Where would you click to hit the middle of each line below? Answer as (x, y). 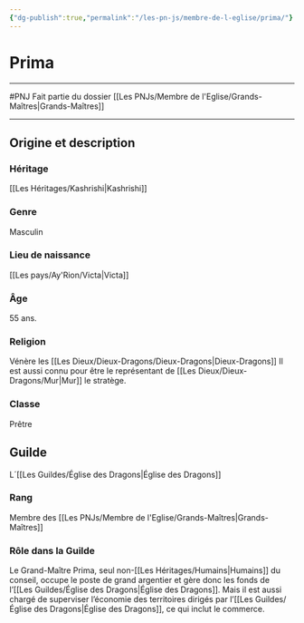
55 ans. (24, 318)
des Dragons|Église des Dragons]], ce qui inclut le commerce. (149, 609)
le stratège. (105, 381)
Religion (28, 342)
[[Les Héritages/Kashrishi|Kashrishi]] (78, 189)
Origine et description (72, 143)
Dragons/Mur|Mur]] (46, 381)
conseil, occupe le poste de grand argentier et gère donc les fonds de (139, 580)
